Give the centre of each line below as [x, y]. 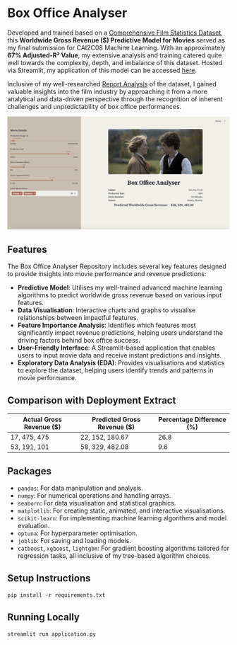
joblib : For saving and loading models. [74, 541]
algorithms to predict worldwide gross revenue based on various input [120, 295]
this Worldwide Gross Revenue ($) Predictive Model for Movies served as [116, 40]
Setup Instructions [49, 578]
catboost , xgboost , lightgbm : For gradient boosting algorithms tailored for [123, 548]
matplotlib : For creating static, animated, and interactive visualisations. [121, 510]
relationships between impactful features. [78, 318]
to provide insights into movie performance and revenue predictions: [107, 274]
